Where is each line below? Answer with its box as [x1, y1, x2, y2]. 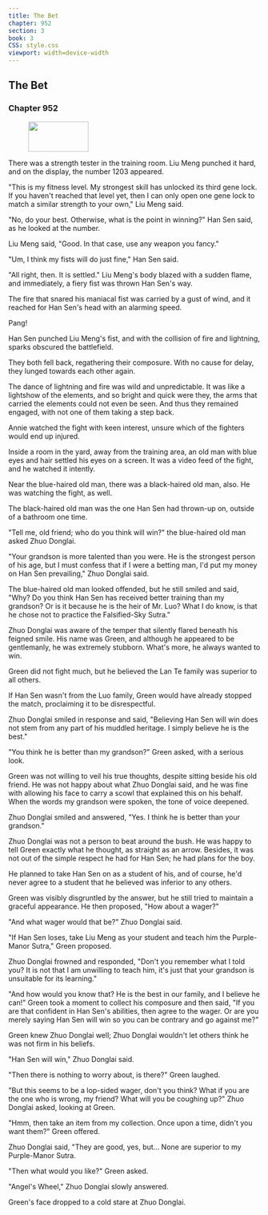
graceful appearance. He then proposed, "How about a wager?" [8, 901, 220, 911]
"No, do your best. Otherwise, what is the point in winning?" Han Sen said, [8, 214, 254, 225]
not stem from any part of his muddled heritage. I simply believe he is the [8, 723, 250, 732]
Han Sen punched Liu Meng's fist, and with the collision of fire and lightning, [8, 334, 260, 343]
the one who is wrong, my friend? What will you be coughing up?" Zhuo [8, 1094, 245, 1104]
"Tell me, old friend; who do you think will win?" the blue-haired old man [8, 527, 246, 537]
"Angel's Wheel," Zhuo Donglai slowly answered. [8, 1181, 170, 1191]
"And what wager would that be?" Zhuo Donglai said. [8, 917, 182, 926]
